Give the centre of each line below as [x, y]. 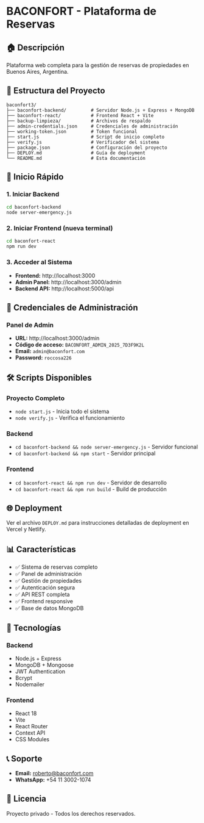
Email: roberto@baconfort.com [54, 773]
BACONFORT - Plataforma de [82, 11]
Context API [30, 733]
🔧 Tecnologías [34, 627]
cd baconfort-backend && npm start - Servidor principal [85, 453]
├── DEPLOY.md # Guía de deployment [76, 153]
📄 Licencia [26, 799]
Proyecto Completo [36, 398]
